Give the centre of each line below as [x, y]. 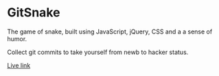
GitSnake [34, 13]
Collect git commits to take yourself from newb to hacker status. [98, 52]
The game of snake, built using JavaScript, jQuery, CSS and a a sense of [110, 31]
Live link [19, 65]
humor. [17, 38]
